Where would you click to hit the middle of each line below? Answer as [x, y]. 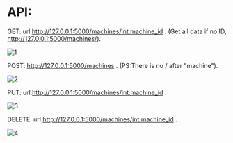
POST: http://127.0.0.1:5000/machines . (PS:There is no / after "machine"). [113, 65]
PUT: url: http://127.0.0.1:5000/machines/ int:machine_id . [87, 92]
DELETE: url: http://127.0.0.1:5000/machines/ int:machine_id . [92, 119]
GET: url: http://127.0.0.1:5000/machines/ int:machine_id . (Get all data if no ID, [117, 31]
